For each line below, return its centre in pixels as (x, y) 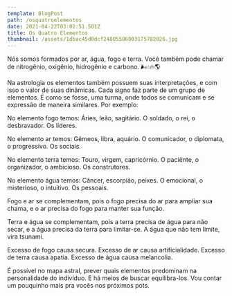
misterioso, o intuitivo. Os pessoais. (58, 188)
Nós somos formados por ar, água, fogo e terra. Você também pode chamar (115, 59)
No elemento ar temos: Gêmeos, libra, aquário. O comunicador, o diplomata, (116, 139)
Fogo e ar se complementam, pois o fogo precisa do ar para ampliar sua (110, 201)
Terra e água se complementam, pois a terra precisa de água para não (108, 222)
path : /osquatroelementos (44, 20)
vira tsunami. (26, 237)
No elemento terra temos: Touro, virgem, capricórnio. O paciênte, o (103, 160)
